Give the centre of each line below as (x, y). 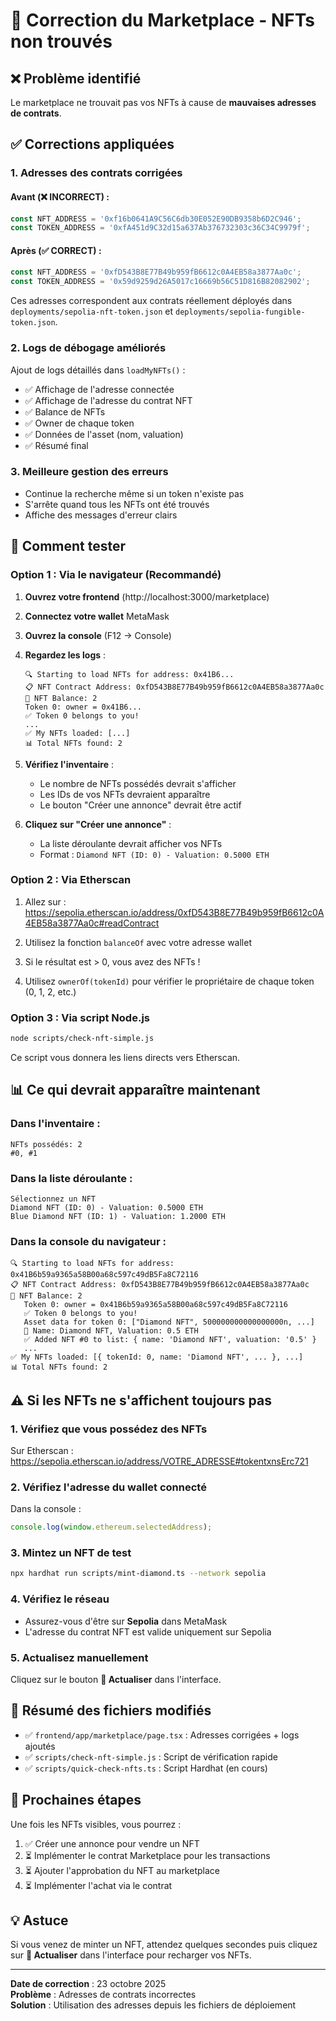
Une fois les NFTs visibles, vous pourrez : (96, 1824)
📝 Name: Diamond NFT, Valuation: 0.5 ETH (111, 1331)
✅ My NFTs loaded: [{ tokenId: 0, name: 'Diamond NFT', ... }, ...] (157, 1357)
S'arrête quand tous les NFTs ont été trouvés (117, 504)
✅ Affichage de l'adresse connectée (99, 389)
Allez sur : (45, 901)
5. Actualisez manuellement (79, 1657)
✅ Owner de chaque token (79, 423)
